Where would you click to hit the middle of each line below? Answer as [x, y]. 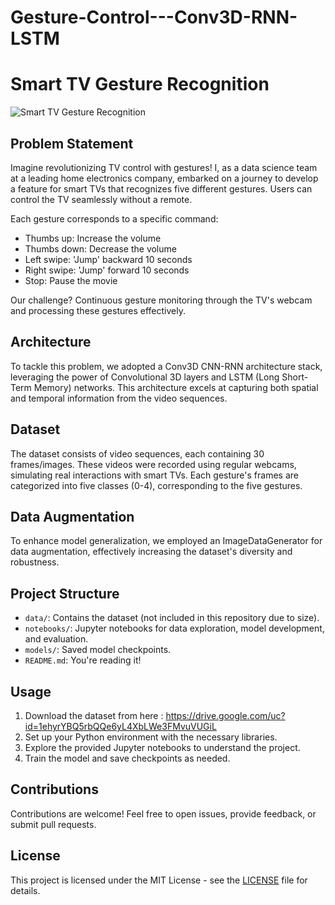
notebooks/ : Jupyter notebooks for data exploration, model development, [174, 628]
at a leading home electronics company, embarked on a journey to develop [164, 178]
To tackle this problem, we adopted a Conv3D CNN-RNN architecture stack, [166, 366]
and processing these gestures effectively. [98, 310]
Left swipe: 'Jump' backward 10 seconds [108, 259]
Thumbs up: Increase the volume [93, 238]
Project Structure [65, 593]
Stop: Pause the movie [71, 280]
